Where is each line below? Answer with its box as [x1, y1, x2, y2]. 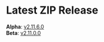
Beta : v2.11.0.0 [6, 29, 41, 36]
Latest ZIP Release [6, 4, 99, 17]
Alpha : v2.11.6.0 [6, 23, 44, 30]
